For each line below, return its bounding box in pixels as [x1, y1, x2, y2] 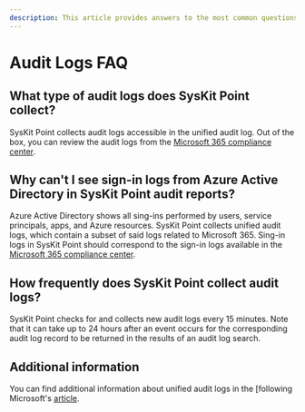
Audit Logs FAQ [9, 52, 129, 73]
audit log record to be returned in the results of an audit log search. [9, 333, 261, 344]
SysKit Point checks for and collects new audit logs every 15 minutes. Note [9, 314, 289, 325]
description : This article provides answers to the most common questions [9, 13, 299, 23]
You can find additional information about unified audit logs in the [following [9, 383, 293, 395]
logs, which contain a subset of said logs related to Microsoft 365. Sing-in [9, 230, 286, 240]
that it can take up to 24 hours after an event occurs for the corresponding [9, 323, 288, 334]
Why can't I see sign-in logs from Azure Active [9, 172, 279, 188]
